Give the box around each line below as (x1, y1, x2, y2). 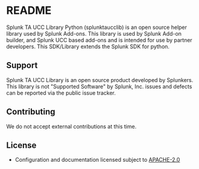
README (6, 4, 52, 18)
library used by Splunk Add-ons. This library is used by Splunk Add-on (6, 30, 182, 37)
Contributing (6, 107, 55, 117)
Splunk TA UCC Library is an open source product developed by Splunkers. (6, 76, 194, 83)
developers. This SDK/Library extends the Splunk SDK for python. (6, 43, 170, 50)
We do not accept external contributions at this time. (6, 123, 137, 130)
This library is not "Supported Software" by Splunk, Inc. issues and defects (6, 83, 192, 90)
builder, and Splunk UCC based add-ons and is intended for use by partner (6, 36, 193, 43)
